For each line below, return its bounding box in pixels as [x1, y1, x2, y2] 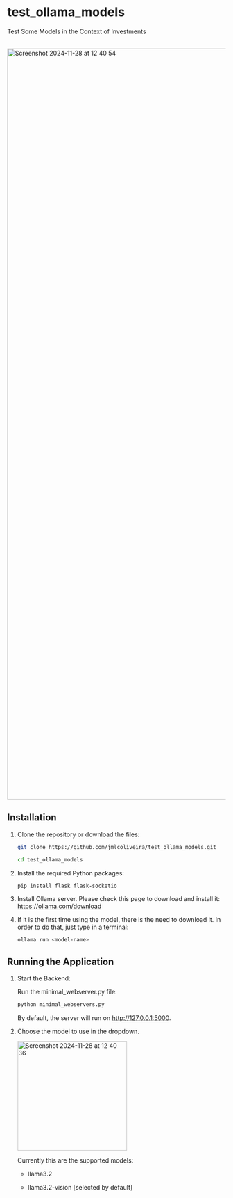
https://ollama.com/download [17, 902, 102, 911]
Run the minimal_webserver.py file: [17, 988, 117, 996]
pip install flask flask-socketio [17, 882, 117, 889]
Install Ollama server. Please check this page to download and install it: [17, 895, 221, 903]
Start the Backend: [17, 974, 71, 982]
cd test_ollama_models [17, 856, 83, 863]
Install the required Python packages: [17, 868, 125, 877]
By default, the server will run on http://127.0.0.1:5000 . [17, 1013, 171, 1022]
